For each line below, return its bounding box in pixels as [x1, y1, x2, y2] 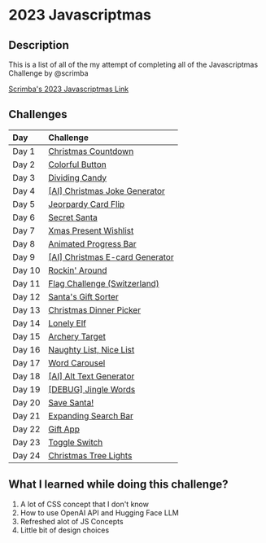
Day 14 [12, 317, 41, 329]
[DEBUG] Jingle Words [48, 383, 136, 395]
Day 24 [12, 449, 41, 461]
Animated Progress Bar [48, 238, 137, 249]
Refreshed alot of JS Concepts [20, 516, 124, 526]
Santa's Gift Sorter [48, 291, 120, 302]
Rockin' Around [48, 265, 107, 276]
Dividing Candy [48, 172, 107, 183]
